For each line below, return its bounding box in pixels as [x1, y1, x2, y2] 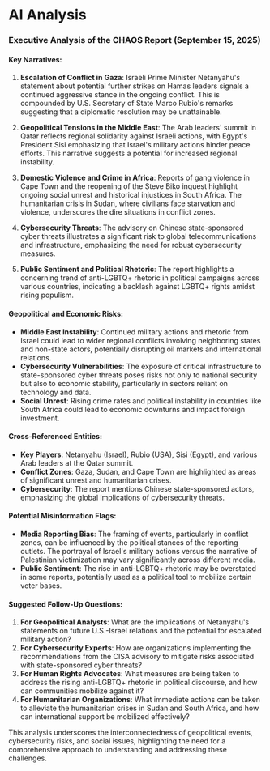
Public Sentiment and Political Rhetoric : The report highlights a [19, 265, 234, 275]
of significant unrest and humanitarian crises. [19, 475, 172, 485]
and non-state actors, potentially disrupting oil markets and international [19, 344, 262, 354]
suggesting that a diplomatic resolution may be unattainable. [19, 107, 223, 117]
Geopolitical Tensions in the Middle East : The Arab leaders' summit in [19, 123, 257, 133]
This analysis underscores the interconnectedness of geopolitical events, [8, 727, 253, 738]
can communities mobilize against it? [19, 686, 144, 696]
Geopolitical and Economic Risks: [8, 309, 124, 318]
